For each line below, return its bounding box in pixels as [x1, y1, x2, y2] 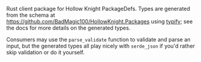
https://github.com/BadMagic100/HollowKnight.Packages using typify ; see [6, 18, 193, 25]
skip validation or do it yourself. [6, 49, 85, 56]
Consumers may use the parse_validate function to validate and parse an [6, 36, 191, 43]
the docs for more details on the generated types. [6, 24, 131, 31]
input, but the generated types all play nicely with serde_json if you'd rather [6, 42, 196, 49]
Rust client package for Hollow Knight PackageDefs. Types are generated [6, 5, 190, 12]
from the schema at [6, 11, 56, 19]
